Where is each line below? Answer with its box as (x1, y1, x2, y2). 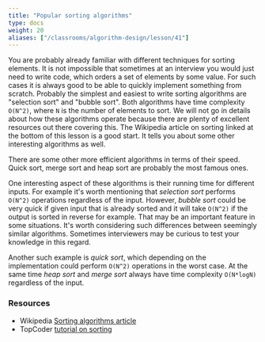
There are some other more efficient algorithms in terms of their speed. (8, 155, 240, 165)
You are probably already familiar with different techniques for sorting (8, 55, 236, 65)
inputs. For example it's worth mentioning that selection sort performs (8, 187, 236, 196)
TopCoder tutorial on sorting (19, 324, 112, 333)
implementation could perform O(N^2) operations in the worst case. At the (8, 261, 248, 271)
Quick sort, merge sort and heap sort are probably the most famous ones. (8, 163, 249, 173)
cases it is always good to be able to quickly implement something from (8, 81, 242, 90)
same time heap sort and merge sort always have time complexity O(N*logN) (8, 270, 257, 279)
